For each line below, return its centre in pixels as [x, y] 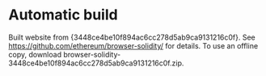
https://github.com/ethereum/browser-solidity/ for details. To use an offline [133, 45]
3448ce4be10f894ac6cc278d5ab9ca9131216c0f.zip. [96, 63]
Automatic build [63, 15]
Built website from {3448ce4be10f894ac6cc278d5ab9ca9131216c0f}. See [132, 37]
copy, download [35, 54]
